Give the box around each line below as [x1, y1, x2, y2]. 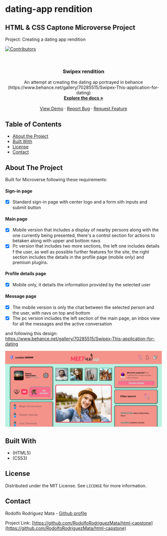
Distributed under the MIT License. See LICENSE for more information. [5, 482, 147, 488]
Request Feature [93, 106, 128, 112]
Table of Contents [5, 120, 62, 129]
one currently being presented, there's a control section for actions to [12, 232, 155, 239]
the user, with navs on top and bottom [12, 310, 90, 316]
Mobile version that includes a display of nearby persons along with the [12, 227, 159, 233]
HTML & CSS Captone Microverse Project [5, 23, 136, 32]
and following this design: [5, 331, 58, 336]
